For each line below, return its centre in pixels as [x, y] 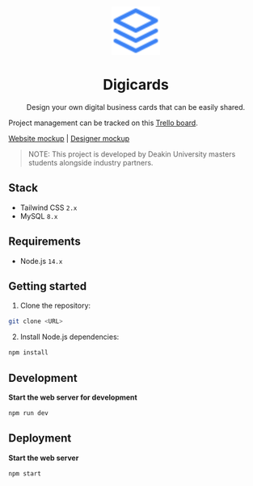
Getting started [48, 286]
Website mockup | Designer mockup [69, 138]
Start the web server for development [73, 397]
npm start [25, 473]
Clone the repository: [55, 306]
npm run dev [28, 413]
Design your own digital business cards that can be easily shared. [136, 107]
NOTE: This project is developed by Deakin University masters [132, 154]
